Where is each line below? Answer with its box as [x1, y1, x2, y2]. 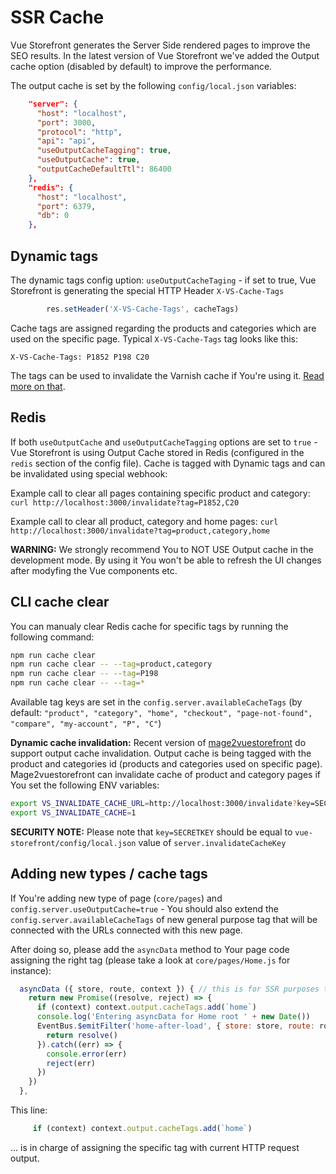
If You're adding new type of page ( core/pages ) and [10, 892, 223, 904]
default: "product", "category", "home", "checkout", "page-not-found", [10, 707, 313, 718]
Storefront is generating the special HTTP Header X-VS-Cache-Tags [10, 285, 285, 296]
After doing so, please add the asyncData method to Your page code [10, 943, 290, 955]
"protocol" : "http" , [36, 127, 123, 137]
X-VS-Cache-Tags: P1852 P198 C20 [10, 352, 150, 362]
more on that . [10, 380, 66, 392]
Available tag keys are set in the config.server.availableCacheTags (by [10, 696, 303, 708]
